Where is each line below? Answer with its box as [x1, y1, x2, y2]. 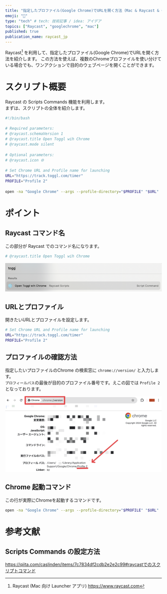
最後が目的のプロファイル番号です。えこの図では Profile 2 [39, 380, 160, 386]
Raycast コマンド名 [5, 229, 65, 237]
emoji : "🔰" [5, 13, 28, 18]
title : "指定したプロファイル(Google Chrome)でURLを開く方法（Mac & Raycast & [5, 8, 160, 13]
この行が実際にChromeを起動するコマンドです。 [5, 497, 104, 503]
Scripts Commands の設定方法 [5, 548, 100, 556]
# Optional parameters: [5, 152, 55, 157]
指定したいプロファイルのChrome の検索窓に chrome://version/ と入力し [5, 367, 155, 373]
